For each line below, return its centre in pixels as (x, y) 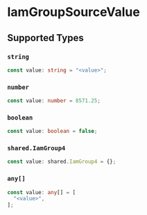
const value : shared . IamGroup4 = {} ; (62, 162)
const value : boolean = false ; (52, 132)
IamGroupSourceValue (73, 12)
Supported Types (46, 38)
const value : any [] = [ (42, 192)
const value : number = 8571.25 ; (54, 101)
